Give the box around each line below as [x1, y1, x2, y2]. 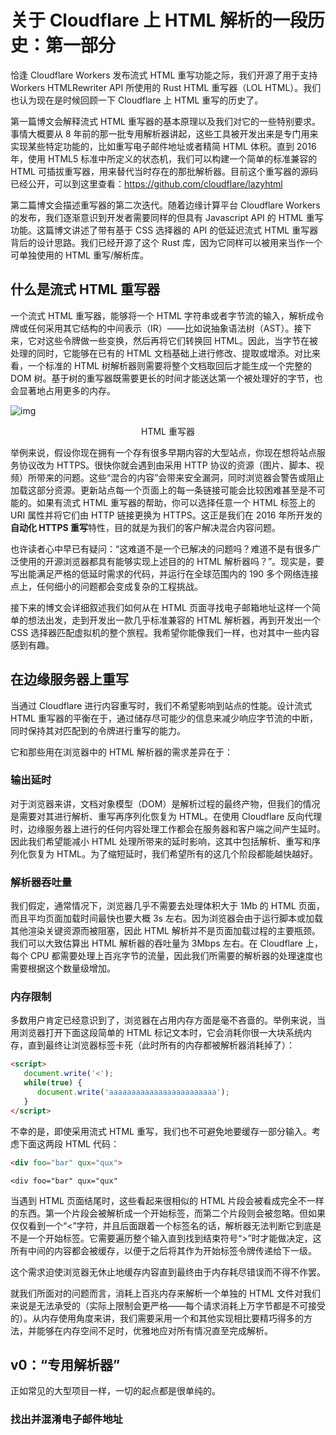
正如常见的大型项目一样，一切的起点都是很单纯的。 [10, 1385, 221, 1397]
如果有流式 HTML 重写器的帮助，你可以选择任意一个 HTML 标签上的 [36, 496, 316, 508]
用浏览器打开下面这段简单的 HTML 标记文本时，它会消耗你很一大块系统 [10, 1027, 303, 1039]
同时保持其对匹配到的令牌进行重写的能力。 [10, 724, 186, 736]
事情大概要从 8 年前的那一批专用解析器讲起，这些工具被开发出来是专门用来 [10, 127, 319, 140]
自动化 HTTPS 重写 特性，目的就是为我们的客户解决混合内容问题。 [10, 521, 282, 533]
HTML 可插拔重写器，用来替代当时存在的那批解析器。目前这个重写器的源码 [10, 165, 318, 177]
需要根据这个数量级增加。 [10, 962, 116, 975]
